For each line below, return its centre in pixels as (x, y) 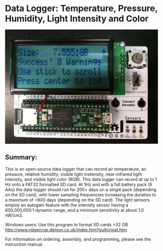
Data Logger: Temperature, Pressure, (81, 8)
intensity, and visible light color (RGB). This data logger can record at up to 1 (81, 179)
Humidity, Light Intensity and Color (77, 19)
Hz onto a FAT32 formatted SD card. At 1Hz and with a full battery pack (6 (79, 184)
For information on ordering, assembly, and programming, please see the (78, 239)
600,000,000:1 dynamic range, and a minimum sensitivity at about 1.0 (74, 210)
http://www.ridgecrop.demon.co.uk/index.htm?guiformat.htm (66, 230)
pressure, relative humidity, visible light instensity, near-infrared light (73, 174)
